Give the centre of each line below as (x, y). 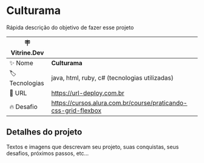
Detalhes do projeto (44, 132)
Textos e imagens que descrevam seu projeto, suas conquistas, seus (93, 147)
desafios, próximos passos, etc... (48, 153)
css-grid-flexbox (76, 110)
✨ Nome (21, 63)
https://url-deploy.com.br (88, 93)
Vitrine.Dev (27, 52)
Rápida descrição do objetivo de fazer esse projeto (70, 27)
